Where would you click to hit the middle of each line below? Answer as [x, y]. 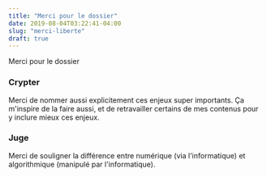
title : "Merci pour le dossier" [63, 16]
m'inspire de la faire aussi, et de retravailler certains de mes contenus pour [133, 108]
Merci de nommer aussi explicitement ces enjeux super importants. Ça [127, 100]
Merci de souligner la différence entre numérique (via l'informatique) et [127, 155]
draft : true [28, 38]
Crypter [24, 82]
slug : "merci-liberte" [47, 31]
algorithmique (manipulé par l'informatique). [82, 164]
